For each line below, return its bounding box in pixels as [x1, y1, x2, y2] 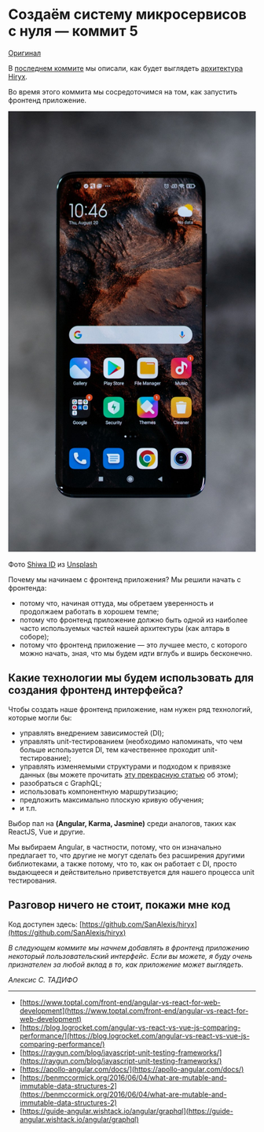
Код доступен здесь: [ [8, 919, 82, 929]
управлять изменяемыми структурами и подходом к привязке [19, 761, 232, 771]
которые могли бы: [8, 713, 72, 722]
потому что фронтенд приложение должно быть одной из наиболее [19, 615, 248, 625]
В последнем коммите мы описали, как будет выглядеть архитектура [8, 63, 244, 72]
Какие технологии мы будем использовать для [8, 671, 254, 685]
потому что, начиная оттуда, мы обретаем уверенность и [19, 598, 214, 607]
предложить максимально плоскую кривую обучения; [19, 795, 204, 804]
